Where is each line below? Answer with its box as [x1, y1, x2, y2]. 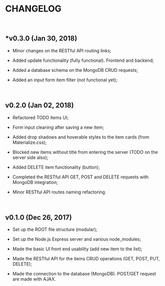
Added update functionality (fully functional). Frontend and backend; [12, 57, 154, 63]
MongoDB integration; [12, 179, 58, 185]
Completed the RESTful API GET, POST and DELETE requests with [12, 174, 149, 180]
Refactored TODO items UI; [12, 114, 69, 121]
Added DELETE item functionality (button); [12, 164, 100, 170]
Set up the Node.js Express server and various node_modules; [12, 236, 141, 242]
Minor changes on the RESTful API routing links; [12, 47, 111, 53]
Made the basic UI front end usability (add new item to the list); [12, 246, 142, 252]
